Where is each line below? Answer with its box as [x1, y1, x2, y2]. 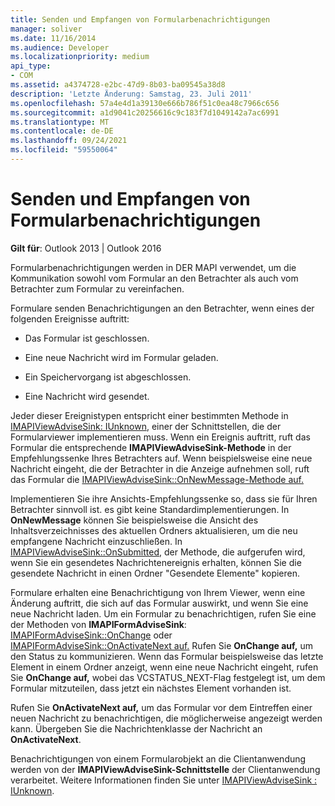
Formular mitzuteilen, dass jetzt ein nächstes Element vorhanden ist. [10, 682, 292, 694]
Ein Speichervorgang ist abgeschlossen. [24, 371, 192, 383]
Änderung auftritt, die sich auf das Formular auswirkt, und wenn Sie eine [10, 597, 309, 609]
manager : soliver [10, 24, 83, 34]
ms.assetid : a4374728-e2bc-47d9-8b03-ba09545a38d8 [10, 80, 226, 90]
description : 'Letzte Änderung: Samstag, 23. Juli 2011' [10, 89, 253, 99]
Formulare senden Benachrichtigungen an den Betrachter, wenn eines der [10, 302, 315, 314]
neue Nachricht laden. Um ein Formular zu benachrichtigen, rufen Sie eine [10, 607, 317, 620]
